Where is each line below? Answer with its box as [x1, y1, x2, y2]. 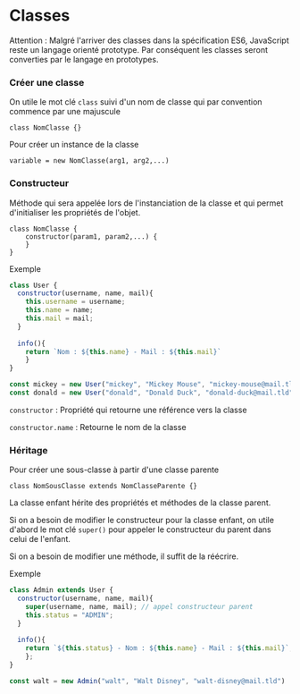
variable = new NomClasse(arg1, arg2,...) [9, 157, 170, 165]
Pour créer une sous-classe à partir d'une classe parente [9, 464, 220, 475]
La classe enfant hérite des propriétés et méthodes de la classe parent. [9, 497, 271, 508]
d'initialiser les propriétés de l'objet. [9, 207, 141, 217]
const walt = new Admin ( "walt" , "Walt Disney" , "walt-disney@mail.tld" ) [9, 676, 286, 685]
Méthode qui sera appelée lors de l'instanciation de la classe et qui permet [9, 198, 284, 208]
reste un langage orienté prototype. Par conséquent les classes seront [9, 44, 268, 55]
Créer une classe [9, 76, 85, 89]
